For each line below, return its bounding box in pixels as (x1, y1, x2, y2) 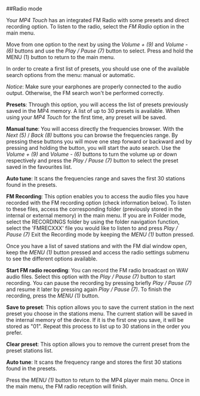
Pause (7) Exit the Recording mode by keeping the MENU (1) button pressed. (6, 231, 195, 238)
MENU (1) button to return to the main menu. (6, 54, 115, 60)
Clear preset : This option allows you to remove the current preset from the (6, 340, 190, 348)
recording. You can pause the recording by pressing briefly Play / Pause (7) (6, 280, 192, 286)
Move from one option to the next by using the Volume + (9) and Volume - (6, 41, 188, 48)
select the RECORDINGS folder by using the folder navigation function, (6, 218, 180, 225)
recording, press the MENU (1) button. (6, 292, 100, 299)
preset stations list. (6, 347, 53, 354)
